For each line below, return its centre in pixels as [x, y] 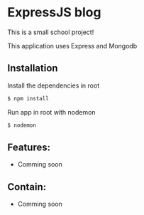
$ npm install [28, 98]
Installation [33, 68]
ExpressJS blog [54, 12]
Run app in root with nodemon [51, 112]
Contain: [27, 187]
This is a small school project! [51, 32]
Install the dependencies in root [54, 85]
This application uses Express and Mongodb [72, 46]
